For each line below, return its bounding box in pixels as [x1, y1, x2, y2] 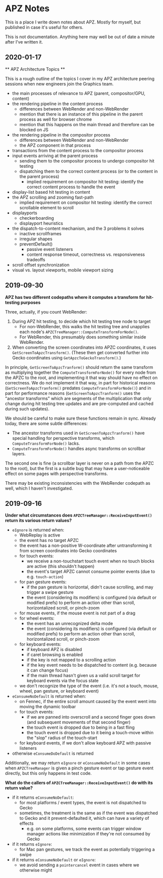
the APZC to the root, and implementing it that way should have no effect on [5, 375, 158, 381]
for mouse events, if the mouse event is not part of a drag [19, 610, 136, 616]
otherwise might [19, 867, 52, 873]
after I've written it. [5, 39, 43, 45]
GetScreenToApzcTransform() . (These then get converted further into [12, 349, 149, 355]
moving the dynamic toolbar [19, 704, 76, 710]
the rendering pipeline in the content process [12, 101, 103, 107]
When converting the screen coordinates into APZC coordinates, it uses [12, 344, 157, 350]
